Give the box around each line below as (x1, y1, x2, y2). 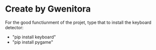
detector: (5, 24, 24, 30)
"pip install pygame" (12, 39, 53, 45)
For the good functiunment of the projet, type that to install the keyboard (5, 19, 152, 25)
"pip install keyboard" (12, 34, 56, 40)
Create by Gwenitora (5, 3, 91, 15)
